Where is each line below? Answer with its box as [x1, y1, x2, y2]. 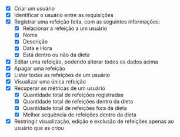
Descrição [22, 38, 48, 45]
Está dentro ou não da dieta [22, 51, 90, 58]
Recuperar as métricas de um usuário [14, 85, 105, 92]
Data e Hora [22, 45, 52, 52]
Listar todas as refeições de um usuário [14, 71, 110, 78]
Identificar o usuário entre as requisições [14, 12, 114, 19]
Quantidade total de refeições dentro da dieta [22, 98, 134, 105]
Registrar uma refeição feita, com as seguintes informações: [14, 18, 161, 25]
